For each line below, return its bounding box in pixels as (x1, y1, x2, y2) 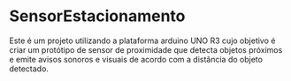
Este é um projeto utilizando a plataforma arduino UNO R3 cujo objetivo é (9, 35, 276, 46)
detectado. (9, 63, 49, 74)
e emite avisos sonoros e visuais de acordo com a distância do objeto (9, 54, 264, 64)
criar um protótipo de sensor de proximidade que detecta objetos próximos (9, 44, 283, 55)
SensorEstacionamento (9, 6, 186, 26)
